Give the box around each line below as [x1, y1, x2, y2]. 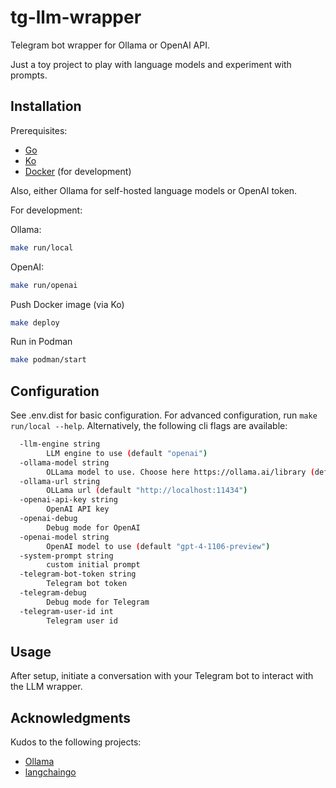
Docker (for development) [24, 165, 132, 177]
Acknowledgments [10, 709, 132, 726]
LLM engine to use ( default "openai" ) [46, 448, 208, 458]
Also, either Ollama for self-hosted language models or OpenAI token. [10, 184, 298, 196]
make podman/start [10, 355, 87, 365]
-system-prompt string [19, 551, 114, 561]
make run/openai [10, 280, 78, 290]
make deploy [10, 317, 60, 328]
